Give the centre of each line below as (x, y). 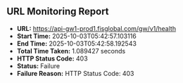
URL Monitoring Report (58, 12)
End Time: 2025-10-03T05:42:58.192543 (76, 43)
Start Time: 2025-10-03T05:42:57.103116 (76, 36)
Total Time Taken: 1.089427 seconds (71, 51)
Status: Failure (38, 65)
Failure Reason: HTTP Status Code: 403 (75, 73)
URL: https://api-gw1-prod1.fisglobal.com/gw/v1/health (96, 28)
